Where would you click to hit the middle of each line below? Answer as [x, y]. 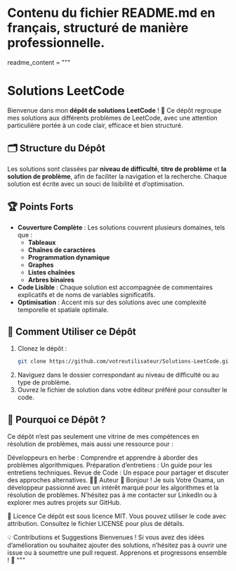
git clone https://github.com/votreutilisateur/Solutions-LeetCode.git [124, 362]
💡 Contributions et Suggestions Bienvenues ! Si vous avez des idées [106, 537]
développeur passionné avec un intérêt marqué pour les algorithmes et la [113, 488]
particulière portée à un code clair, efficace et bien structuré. [95, 125]
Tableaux [42, 242]
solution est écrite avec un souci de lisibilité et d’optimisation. [96, 184]
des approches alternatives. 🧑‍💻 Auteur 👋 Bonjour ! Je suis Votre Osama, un [116, 480]
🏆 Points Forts [40, 207]
